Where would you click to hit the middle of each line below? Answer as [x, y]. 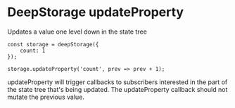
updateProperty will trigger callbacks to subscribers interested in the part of [118, 82]
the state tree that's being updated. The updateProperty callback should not [118, 89]
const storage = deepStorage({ [53, 44]
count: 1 [33, 50]
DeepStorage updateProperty [96, 12]
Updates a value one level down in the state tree [77, 32]
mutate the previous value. [46, 97]
